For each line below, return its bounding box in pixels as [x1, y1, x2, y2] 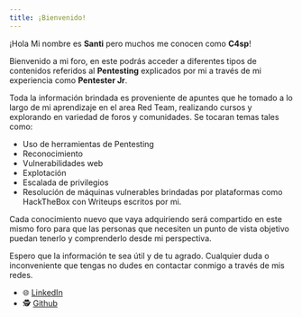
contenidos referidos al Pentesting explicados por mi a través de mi [9, 65, 261, 76]
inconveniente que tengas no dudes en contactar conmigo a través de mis [9, 259, 286, 271]
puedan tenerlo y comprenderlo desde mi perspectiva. [9, 232, 212, 244]
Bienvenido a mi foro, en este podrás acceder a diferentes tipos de [9, 55, 257, 66]
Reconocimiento [22, 148, 84, 159]
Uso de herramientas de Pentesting [22, 138, 155, 149]
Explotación [22, 167, 67, 178]
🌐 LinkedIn [22, 286, 63, 298]
